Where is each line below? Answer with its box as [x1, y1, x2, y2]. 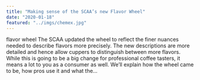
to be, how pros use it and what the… [6, 68, 98, 75]
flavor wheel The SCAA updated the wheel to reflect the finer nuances [6, 36, 179, 43]
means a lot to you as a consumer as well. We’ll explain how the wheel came [6, 61, 194, 68]
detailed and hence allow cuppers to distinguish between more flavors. [6, 49, 181, 56]
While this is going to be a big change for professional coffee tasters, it [6, 55, 180, 62]
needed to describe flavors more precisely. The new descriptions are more [6, 42, 190, 49]
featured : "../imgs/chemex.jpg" [6, 20, 87, 25]
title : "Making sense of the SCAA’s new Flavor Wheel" [6, 8, 146, 15]
